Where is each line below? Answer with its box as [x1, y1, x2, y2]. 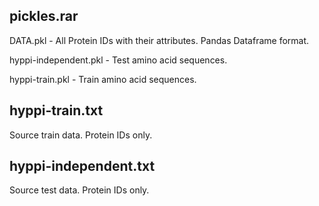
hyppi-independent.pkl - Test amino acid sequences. [9, 54, 228, 66]
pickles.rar [9, 8, 79, 25]
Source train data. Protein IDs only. [9, 129, 153, 141]
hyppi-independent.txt [9, 158, 156, 175]
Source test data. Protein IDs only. [9, 184, 150, 196]
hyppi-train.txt [9, 102, 104, 119]
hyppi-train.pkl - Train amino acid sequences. [9, 73, 197, 85]
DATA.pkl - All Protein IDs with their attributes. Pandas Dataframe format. [9, 34, 310, 46]
